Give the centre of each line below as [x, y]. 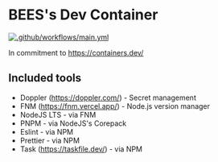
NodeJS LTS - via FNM [58, 114]
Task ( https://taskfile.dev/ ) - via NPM [81, 149]
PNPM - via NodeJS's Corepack [73, 123]
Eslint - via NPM [47, 131]
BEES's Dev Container [83, 15]
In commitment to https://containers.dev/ [76, 52]
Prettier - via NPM [50, 140]
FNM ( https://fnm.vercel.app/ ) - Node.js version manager [115, 106]
